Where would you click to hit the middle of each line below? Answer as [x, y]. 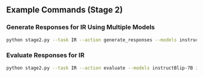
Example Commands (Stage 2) [65, 10]
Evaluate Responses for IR [45, 55]
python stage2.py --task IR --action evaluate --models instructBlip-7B [100, 68]
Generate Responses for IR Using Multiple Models [81, 27]
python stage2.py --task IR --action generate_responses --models [92, 40]
